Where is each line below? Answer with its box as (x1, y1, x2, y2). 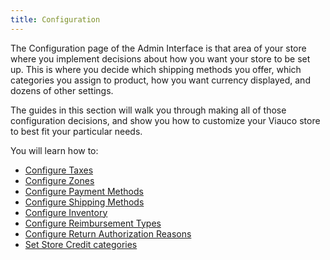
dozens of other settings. (10, 84, 114, 96)
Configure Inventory (24, 206, 108, 218)
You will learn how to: (10, 144, 99, 156)
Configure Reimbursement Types (24, 217, 162, 229)
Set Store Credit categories (24, 238, 138, 250)
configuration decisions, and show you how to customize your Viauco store (10, 114, 321, 126)
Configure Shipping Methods (24, 196, 145, 208)
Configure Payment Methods (24, 185, 144, 197)
